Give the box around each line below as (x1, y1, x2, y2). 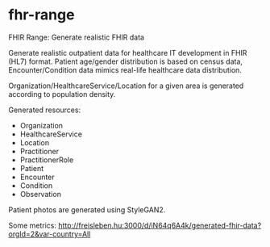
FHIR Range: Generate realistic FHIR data (8, 32, 145, 42)
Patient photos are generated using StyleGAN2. (8, 204, 166, 215)
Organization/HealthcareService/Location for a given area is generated (8, 81, 244, 90)
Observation (19, 189, 62, 199)
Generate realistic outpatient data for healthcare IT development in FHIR (8, 48, 247, 57)
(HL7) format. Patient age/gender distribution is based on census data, (8, 57, 243, 66)
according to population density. (8, 89, 116, 98)
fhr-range (8, 6, 75, 24)
